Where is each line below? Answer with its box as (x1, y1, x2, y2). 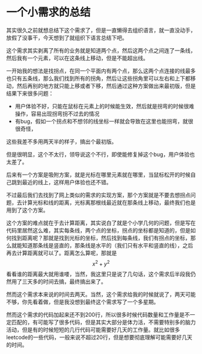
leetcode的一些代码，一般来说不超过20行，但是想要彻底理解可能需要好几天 (6, 334, 192, 341)
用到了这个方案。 (6, 206, 49, 214)
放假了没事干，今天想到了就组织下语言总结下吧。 (6, 34, 127, 41)
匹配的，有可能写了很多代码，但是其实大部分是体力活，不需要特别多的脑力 (11, 318, 196, 326)
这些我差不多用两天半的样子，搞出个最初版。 (6, 138, 117, 145)
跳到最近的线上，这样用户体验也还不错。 (11, 178, 112, 185)
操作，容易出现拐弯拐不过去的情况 (14, 110, 100, 117)
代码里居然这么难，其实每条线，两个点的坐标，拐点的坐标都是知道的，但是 (6, 226, 191, 234)
